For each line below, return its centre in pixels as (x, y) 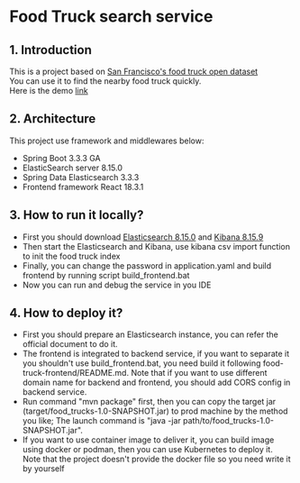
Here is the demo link (49, 91)
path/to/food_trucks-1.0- (229, 421)
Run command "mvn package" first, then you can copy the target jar (149, 402)
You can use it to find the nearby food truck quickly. (105, 81)
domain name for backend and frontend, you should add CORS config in (156, 383)
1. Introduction (50, 50)
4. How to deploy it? (66, 313)
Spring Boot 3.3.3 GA (61, 158)
